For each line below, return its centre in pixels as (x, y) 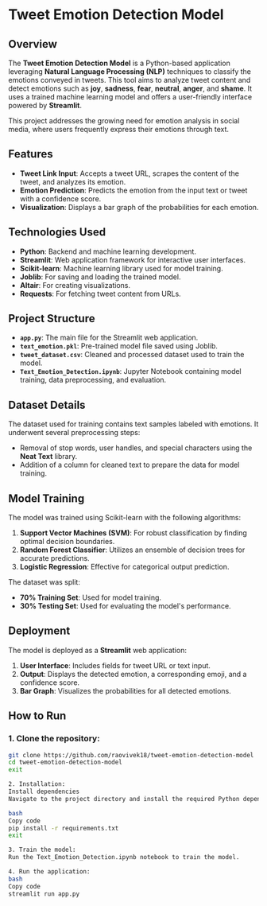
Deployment (39, 631)
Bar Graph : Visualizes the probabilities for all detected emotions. (126, 690)
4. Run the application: (49, 872)
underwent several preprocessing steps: (74, 433)
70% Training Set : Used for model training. (90, 597)
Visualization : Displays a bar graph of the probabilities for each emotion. (139, 207)
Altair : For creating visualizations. (75, 285)
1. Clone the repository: (54, 739)
